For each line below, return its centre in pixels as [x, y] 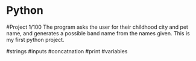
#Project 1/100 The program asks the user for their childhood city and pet [97, 27]
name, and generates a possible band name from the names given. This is [98, 33]
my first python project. [35, 39]
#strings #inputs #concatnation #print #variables [67, 51]
